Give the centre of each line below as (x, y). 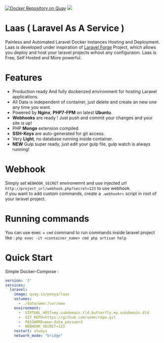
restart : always (31, 331)
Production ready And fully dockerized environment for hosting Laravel (84, 91)
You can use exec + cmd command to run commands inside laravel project (80, 232)
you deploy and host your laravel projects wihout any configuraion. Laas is (81, 52)
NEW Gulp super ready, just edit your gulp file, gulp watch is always (81, 144)
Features (24, 78)
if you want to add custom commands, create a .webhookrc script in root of (81, 194)
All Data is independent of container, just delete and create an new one (84, 102)
